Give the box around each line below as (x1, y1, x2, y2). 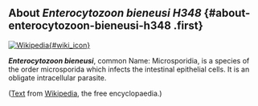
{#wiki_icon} (48, 40, 91, 50)
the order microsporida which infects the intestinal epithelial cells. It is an (8, 64, 250, 74)
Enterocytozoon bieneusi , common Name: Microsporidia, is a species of (8, 55, 250, 65)
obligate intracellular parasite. (8, 72, 107, 83)
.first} (173, 19, 203, 33)
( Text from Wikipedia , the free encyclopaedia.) (8, 88, 162, 98)
